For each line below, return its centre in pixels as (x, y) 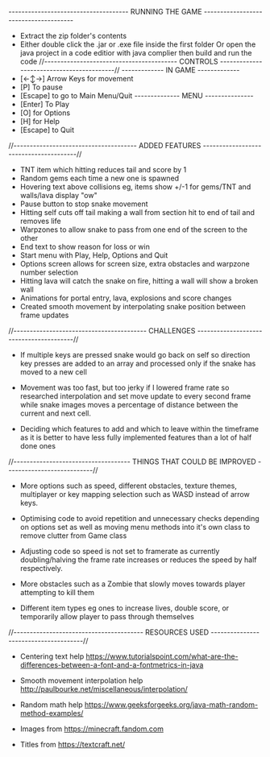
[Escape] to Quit (47, 130)
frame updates (44, 315)
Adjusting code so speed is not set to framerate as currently (120, 551)
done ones (38, 446)
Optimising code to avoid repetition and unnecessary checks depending (139, 518)
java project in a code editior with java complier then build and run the (136, 53)
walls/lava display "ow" (59, 195)
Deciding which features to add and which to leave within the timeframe (139, 429)
